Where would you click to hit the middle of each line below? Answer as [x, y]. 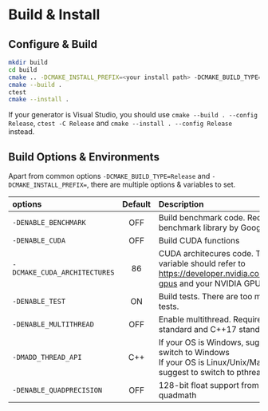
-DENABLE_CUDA [39, 241]
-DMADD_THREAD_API [47, 358]
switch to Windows [194, 353]
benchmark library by [199, 227]
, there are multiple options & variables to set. [161, 184]
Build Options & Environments [84, 157]
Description [181, 204]
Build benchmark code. [202, 218]
